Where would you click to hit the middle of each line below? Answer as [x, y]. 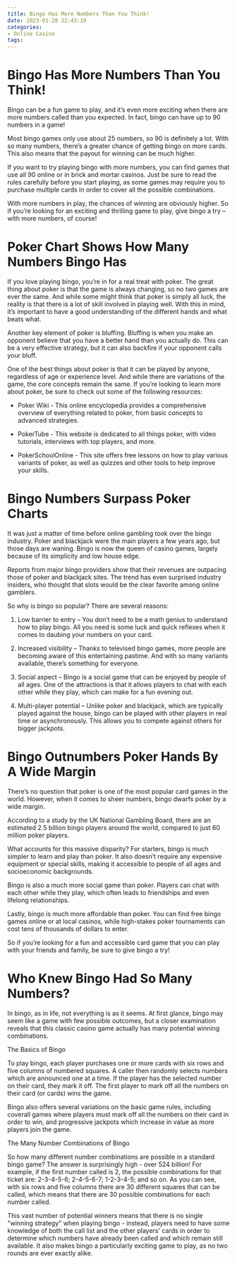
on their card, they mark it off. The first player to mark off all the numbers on [118, 1085]
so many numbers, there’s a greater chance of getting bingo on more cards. [117, 146]
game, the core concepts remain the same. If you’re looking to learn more [114, 384]
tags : [15, 40]
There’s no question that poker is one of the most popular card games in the [117, 791]
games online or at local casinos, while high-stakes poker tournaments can [116, 921]
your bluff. [22, 355]
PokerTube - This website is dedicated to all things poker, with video [117, 434]
